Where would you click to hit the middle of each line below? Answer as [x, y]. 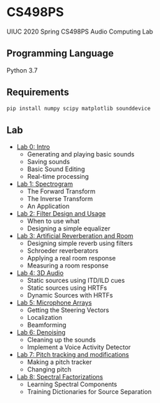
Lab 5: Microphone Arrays [54, 303]
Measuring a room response [68, 265]
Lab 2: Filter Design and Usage [61, 214]
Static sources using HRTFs [67, 288]
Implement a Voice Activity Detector [79, 347]
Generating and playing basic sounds [81, 154]
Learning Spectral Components [72, 384]
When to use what [53, 221]
